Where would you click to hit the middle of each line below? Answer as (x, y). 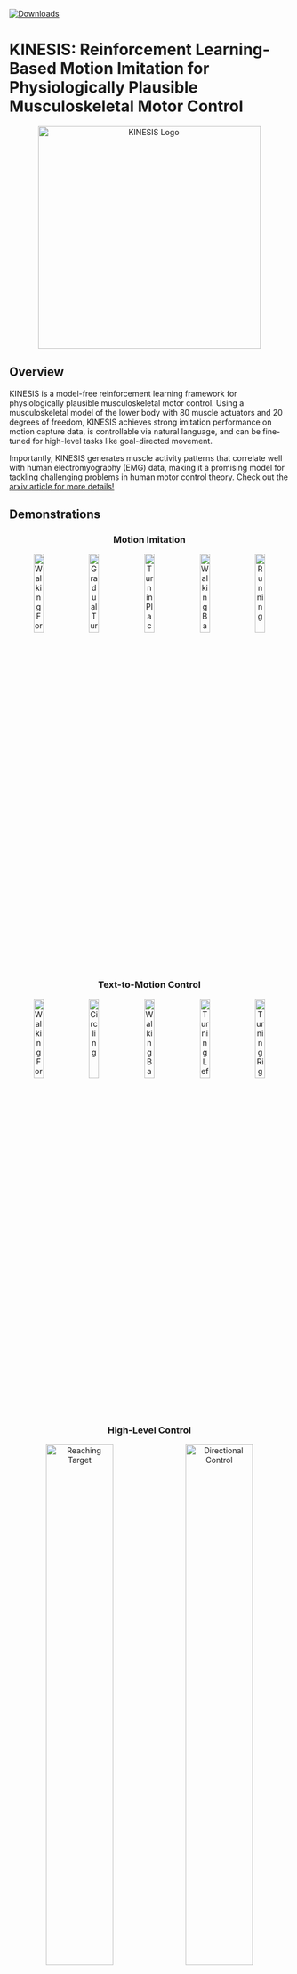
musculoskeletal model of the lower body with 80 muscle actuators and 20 (146, 412)
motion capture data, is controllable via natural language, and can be (135, 431)
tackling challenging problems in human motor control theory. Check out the (149, 477)
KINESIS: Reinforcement (101, 50)
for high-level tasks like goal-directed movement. (123, 441)
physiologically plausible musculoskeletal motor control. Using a (127, 403)
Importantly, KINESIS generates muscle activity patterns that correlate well (146, 457)
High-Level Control (149, 1430)
